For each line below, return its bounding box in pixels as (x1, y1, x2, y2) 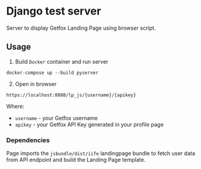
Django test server (6, 4, 101, 18)
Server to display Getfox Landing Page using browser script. (6, 24, 156, 31)
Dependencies (6, 136, 50, 144)
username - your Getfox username (14, 114, 98, 122)
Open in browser (14, 80, 57, 87)
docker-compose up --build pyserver (6, 70, 98, 76)
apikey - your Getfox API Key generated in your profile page (14, 121, 164, 128)
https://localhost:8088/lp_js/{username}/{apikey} (6, 92, 136, 98)
